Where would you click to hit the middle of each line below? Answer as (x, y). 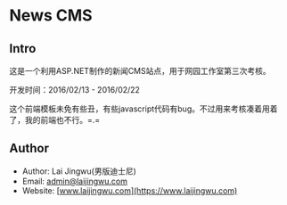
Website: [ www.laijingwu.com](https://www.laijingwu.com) (130, 190)
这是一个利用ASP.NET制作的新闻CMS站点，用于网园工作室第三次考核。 (140, 71)
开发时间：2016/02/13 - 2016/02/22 (75, 90)
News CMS (51, 16)
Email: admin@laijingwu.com (74, 181)
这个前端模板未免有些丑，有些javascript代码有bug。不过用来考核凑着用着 (143, 109)
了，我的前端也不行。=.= (55, 120)
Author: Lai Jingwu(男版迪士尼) (79, 171)
